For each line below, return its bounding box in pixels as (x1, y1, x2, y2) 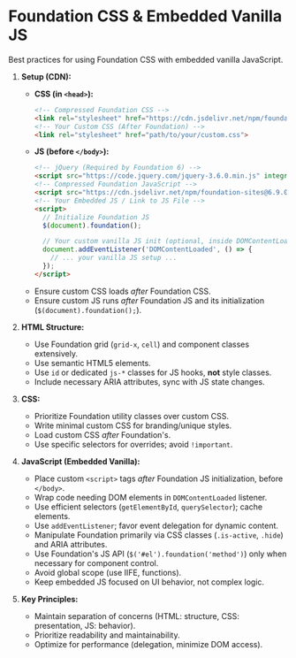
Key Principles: (20, 593, 79, 604)
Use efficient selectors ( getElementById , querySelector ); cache (34, 501, 262, 512)
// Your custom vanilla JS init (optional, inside (42, 237, 233, 246)
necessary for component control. (34, 557, 159, 568)
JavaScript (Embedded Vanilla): (20, 455, 140, 466)
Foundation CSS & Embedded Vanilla (8, 6, 283, 27)
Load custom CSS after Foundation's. (34, 429, 171, 440)
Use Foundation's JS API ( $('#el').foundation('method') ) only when (34, 548, 287, 559)
